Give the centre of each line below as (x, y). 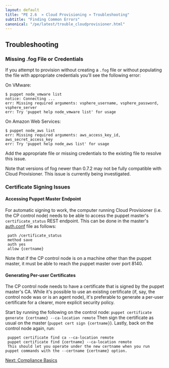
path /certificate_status (35, 236)
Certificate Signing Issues (38, 187)
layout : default (22, 10)
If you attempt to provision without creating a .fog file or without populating (84, 70)
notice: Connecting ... (30, 99)
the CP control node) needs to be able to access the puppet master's (77, 216)
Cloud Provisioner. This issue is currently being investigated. (68, 174)
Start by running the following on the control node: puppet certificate (79, 312)
